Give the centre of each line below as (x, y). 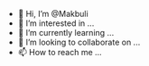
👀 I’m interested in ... (56, 23)
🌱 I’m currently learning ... (66, 33)
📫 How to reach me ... (60, 52)
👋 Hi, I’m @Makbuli (53, 14)
